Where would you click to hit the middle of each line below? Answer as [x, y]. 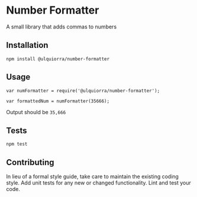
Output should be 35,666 [36, 112]
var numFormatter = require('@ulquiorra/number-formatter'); [83, 91]
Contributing [30, 162]
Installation [27, 45]
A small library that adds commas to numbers [62, 27]
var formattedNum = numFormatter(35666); [58, 101]
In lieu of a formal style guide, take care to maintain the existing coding [93, 177]
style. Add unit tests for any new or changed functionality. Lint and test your [98, 183]
